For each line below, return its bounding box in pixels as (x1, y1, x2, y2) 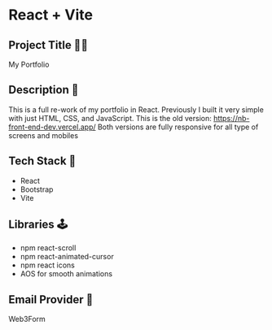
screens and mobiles (8, 130, 79, 140)
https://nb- (213, 113, 250, 123)
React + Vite (8, 6, 94, 24)
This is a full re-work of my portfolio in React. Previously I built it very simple (8, 104, 265, 115)
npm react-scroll (20, 243, 77, 253)
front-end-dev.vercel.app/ (8, 122, 96, 132)
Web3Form (8, 315, 46, 324)
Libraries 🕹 (8, 218, 68, 232)
